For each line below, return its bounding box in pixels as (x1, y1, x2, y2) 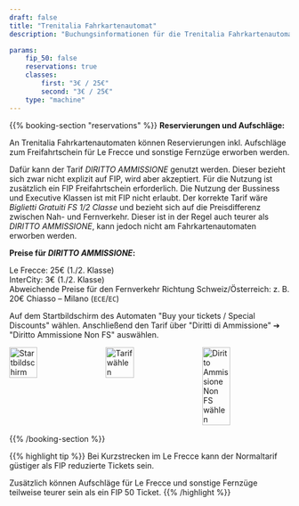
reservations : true (25, 62, 98, 71)
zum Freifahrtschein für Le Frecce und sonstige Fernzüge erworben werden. (9, 146, 290, 157)
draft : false (9, 12, 58, 22)
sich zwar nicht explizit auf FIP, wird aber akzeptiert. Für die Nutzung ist (9, 173, 273, 184)
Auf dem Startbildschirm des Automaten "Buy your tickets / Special (9, 310, 255, 321)
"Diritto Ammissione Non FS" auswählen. (9, 329, 159, 339)
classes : (25, 70, 58, 80)
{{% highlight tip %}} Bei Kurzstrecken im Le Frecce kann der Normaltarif (9, 451, 278, 461)
